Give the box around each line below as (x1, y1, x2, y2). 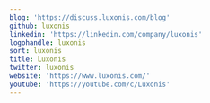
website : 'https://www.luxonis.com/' (9, 72, 151, 81)
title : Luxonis (9, 55, 66, 64)
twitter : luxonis (9, 64, 74, 73)
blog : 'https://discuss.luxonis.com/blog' (9, 13, 171, 22)
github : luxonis (9, 21, 70, 30)
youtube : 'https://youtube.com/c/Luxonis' (9, 80, 171, 89)
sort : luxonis (9, 47, 63, 56)
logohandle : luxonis (9, 38, 87, 47)
